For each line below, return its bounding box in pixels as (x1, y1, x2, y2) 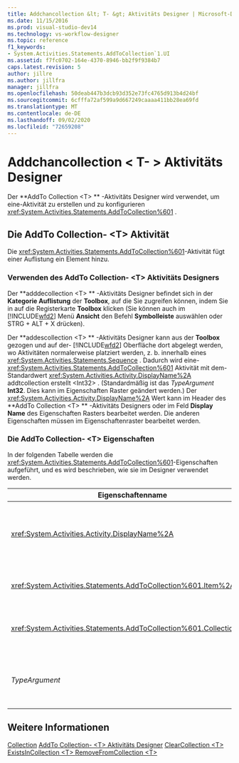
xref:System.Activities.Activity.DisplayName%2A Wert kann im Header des (7, 394, 226, 402)
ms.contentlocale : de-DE (7, 110, 81, 117)
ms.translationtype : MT (7, 103, 78, 111)
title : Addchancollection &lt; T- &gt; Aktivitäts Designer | (7, 10, 196, 18)
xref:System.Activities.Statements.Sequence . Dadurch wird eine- (7, 356, 200, 364)
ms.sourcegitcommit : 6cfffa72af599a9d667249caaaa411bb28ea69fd (7, 97, 199, 104)
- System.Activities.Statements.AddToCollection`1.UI (7, 51, 171, 58)
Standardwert (7, 371, 48, 379)
